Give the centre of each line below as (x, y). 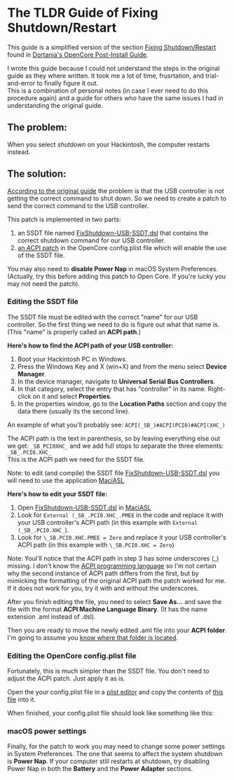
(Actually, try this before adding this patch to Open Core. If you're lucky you (117, 276)
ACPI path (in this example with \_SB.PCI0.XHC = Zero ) (96, 545)
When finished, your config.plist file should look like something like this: (111, 713)
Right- (216, 389)
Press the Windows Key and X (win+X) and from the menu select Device (122, 367)
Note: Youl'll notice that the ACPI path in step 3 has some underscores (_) (113, 558)
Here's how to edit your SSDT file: (57, 494)
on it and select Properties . (72, 396)
